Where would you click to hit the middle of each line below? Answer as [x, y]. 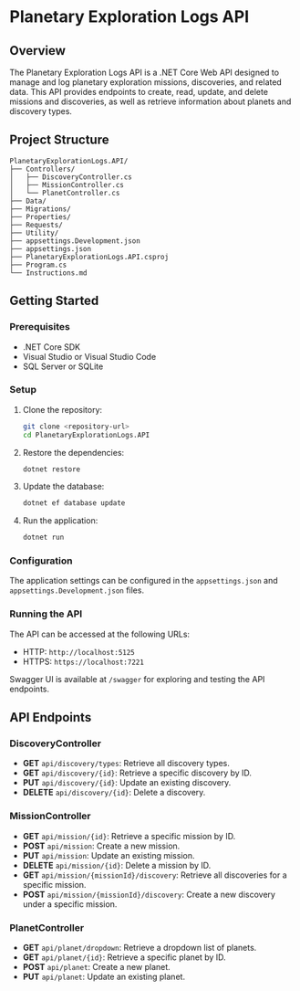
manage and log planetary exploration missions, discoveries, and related [146, 82]
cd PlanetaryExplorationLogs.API [86, 435]
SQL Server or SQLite [63, 366]
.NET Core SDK [52, 347]
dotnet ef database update [74, 503]
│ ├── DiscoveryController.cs [71, 177]
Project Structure [59, 140]
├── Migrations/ [40, 209]
